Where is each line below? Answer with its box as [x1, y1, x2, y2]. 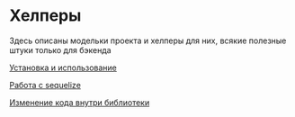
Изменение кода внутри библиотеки [9, 96, 150, 108]
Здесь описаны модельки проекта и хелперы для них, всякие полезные [9, 35, 287, 46]
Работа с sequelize [9, 79, 81, 90]
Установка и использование [9, 62, 117, 73]
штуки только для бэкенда [9, 44, 112, 55]
